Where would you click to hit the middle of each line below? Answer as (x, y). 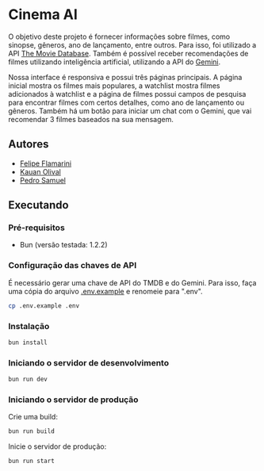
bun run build (32, 431)
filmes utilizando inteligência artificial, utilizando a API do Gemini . (115, 62)
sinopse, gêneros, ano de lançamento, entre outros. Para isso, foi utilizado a (132, 44)
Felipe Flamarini (46, 163)
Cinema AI (43, 15)
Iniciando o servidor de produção (73, 400)
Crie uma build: (33, 417)
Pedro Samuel (42, 180)
